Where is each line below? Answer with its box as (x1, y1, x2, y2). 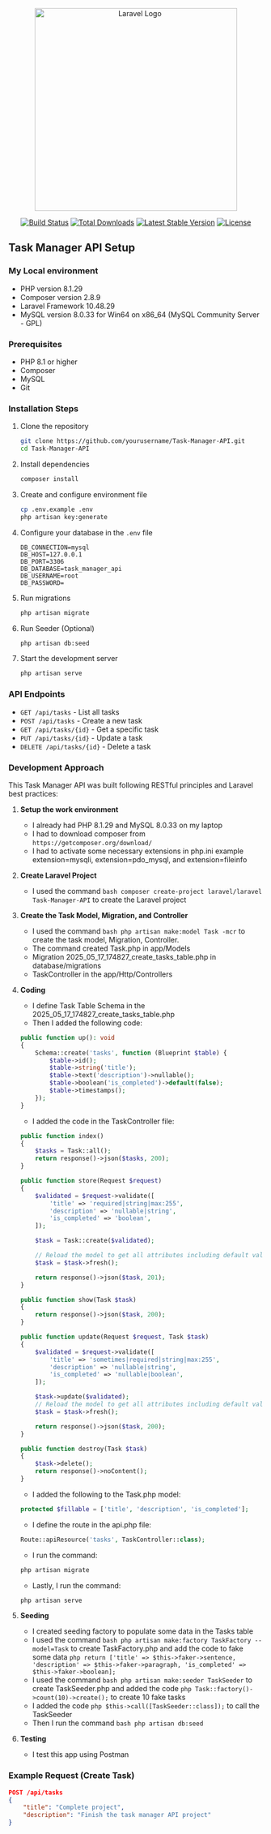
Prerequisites (8, 338, 62, 350)
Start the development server (19, 654, 119, 664)
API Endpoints (8, 689, 66, 700)
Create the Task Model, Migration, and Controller (19, 910, 188, 920)
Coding (19, 985, 46, 994)
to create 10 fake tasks (110, 1692, 186, 1703)
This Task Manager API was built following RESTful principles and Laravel (8, 780, 253, 790)
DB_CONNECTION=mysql (19, 543, 90, 552)
